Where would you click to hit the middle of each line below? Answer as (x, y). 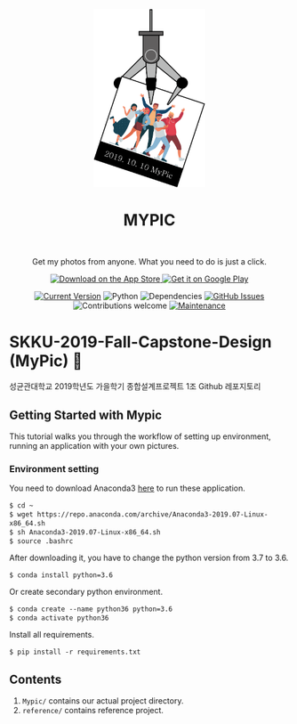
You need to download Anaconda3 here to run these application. (128, 488)
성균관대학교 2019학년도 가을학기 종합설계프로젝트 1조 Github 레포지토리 (135, 386)
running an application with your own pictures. (94, 446)
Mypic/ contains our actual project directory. (103, 701)
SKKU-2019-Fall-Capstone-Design (140, 342)
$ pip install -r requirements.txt (75, 652)
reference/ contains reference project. (93, 711)
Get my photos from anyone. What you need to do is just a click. (149, 262)
